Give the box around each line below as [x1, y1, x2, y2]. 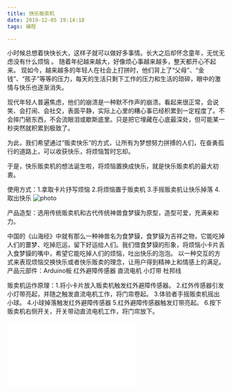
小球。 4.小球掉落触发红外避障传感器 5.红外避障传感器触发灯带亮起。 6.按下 [7, 299, 222, 307]
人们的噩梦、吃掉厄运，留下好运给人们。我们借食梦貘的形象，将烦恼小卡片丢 [7, 241, 225, 249]
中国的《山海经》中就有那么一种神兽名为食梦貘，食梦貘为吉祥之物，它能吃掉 [7, 232, 225, 241]
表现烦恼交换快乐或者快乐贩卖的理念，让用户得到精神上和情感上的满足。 [19, 258, 225, 266]
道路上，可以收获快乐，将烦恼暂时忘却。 [19, 147, 135, 156]
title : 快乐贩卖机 [7, 10, 55, 17]
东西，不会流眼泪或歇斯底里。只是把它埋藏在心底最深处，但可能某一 [30, 115, 225, 124]
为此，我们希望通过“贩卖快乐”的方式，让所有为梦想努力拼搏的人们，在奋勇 [7, 139, 219, 147]
